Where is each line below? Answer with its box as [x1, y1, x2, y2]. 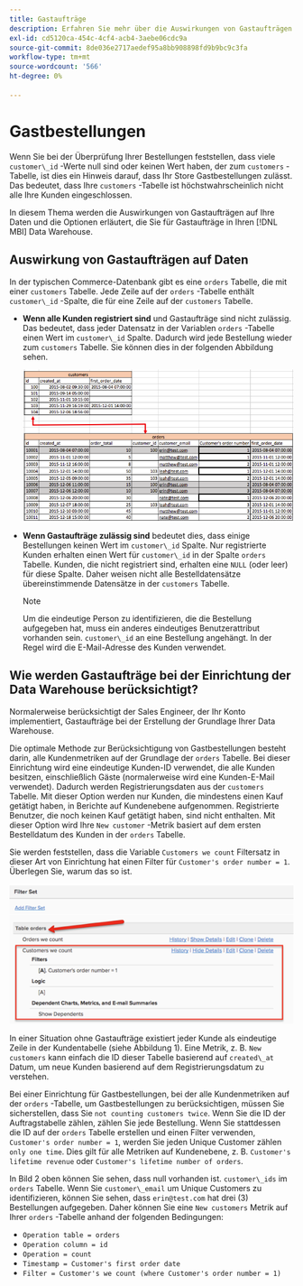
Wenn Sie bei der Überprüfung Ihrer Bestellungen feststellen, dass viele [9, 151, 276, 162]
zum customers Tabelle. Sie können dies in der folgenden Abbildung [22, 341, 273, 352]
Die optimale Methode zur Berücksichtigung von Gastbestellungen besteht [9, 743, 287, 754]
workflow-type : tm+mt [9, 52, 91, 62]
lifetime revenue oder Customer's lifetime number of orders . [9, 1156, 243, 1167]
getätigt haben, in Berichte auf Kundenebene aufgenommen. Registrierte [9, 800, 280, 811]
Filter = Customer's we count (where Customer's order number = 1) [22, 1269, 281, 1279]
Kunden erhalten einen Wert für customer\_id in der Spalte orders [22, 550, 266, 560]
